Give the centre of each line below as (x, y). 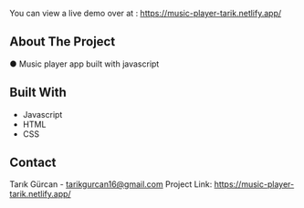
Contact (33, 163)
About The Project (63, 42)
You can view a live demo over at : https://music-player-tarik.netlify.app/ (146, 13)
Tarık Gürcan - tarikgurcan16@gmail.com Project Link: (111, 184)
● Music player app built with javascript (84, 64)
